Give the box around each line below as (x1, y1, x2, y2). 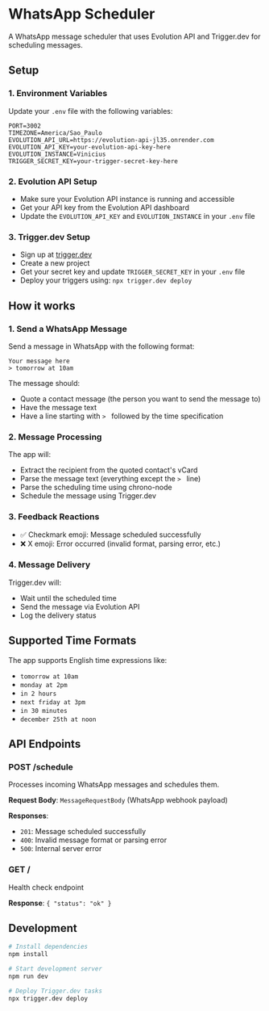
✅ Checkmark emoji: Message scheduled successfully (19, 530, 201, 539)
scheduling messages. (8, 40, 83, 49)
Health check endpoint (8, 882, 85, 892)
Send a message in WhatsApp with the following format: (8, 341, 195, 351)
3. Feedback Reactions (8, 511, 100, 522)
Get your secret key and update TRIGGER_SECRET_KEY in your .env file (19, 267, 246, 277)
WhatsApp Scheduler (8, 5, 155, 23)
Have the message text (19, 402, 97, 412)
